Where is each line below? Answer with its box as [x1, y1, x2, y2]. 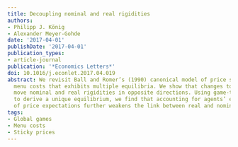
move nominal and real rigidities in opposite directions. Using [13, 89, 211, 96]
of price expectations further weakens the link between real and [13, 102, 214, 110]
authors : [7, 17, 33, 24]
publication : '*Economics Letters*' [7, 63, 115, 70]
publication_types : [7, 50, 65, 57]
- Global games [7, 115, 52, 122]
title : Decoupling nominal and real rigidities [7, 10, 151, 18]
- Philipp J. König [7, 23, 65, 30]
